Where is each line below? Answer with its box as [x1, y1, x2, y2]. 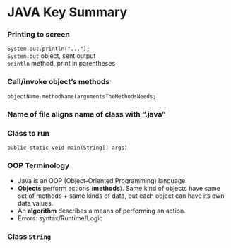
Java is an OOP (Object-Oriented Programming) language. [17, 177, 187, 185]
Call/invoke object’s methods [7, 77, 110, 87]
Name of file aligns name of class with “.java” [7, 109, 166, 119]
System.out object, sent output [7, 52, 96, 60]
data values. [17, 199, 54, 208]
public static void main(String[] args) [7, 144, 129, 151]
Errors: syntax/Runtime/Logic [17, 214, 103, 223]
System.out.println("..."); [7, 45, 90, 53]
